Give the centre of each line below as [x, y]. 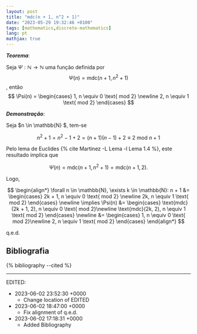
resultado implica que [32, 155]
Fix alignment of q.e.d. [50, 312]
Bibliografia [28, 251]
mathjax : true [23, 39]
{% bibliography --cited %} [39, 265]
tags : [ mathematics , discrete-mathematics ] [59, 28]
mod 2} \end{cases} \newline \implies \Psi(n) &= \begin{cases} [85, 203]
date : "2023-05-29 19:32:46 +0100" [50, 22]
